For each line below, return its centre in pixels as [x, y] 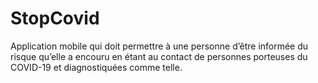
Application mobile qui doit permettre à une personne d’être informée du [159, 46]
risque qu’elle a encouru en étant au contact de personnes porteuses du [159, 56]
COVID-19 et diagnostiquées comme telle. [96, 67]
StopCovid [55, 18]
